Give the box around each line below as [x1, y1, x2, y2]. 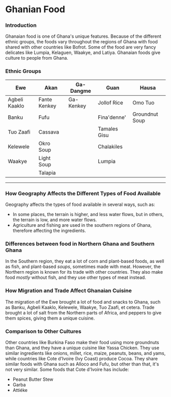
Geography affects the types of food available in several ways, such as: [5, 201, 155, 207]
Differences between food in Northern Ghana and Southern [5, 241, 155, 247]
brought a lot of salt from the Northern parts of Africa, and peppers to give [5, 309, 162, 315]
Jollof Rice [98, 99, 124, 106]
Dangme [70, 87, 92, 94]
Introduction [5, 22, 37, 29]
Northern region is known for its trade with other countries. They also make [5, 269, 163, 275]
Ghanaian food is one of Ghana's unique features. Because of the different [5, 33, 161, 39]
